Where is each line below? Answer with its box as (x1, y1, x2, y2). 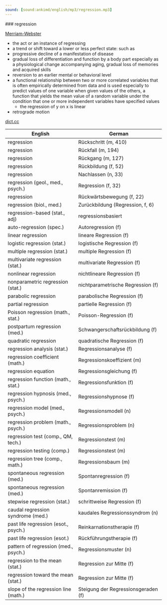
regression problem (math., (7, 418, 71, 425)
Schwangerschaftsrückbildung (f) (78, 326, 157, 333)
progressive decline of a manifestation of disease (12, 51, 114, 57)
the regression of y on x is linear (19, 103, 86, 109)
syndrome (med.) (7, 512, 48, 519)
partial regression (7, 301, 49, 307)
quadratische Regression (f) (78, 337, 144, 344)
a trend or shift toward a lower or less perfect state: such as (12, 45, 135, 51)
